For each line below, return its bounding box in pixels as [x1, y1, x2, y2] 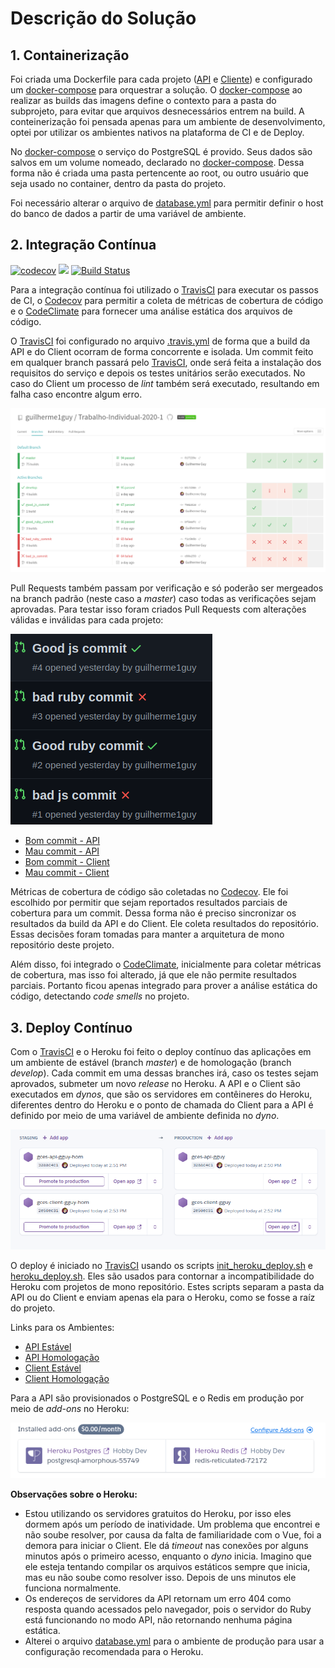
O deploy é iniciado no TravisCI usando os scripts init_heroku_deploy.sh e [10, 1260, 314, 1272]
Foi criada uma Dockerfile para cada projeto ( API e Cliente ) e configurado [10, 73, 313, 85]
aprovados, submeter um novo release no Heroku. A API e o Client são [10, 1077, 301, 1089]
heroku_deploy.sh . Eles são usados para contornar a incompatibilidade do [10, 1270, 315, 1282]
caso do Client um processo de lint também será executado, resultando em [10, 377, 320, 389]
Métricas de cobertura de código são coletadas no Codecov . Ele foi [10, 886, 289, 898]
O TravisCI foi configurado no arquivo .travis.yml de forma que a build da [10, 335, 311, 347]
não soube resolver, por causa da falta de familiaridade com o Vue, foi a [24, 1528, 322, 1541]
